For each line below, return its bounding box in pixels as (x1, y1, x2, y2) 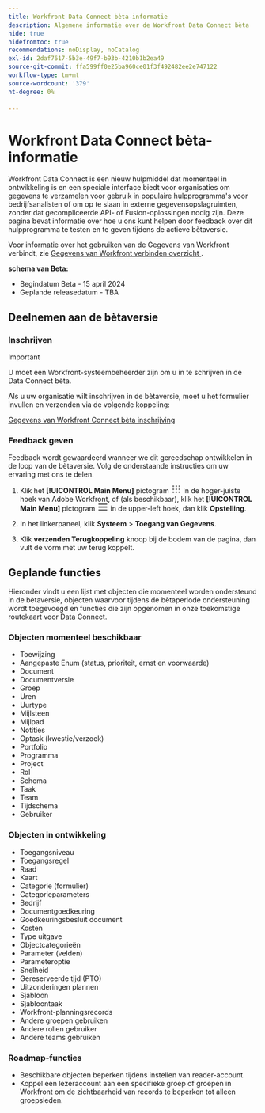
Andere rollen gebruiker (19, 1024, 97, 1033)
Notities (19, 725, 46, 735)
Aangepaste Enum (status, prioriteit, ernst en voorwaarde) (19, 658, 210, 668)
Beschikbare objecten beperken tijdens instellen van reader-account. (19, 1070, 245, 1080)
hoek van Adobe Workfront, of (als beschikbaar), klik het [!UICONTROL (19, 495, 253, 504)
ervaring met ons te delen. (8, 469, 94, 479)
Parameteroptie (19, 956, 70, 966)
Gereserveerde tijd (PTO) (19, 974, 102, 983)
